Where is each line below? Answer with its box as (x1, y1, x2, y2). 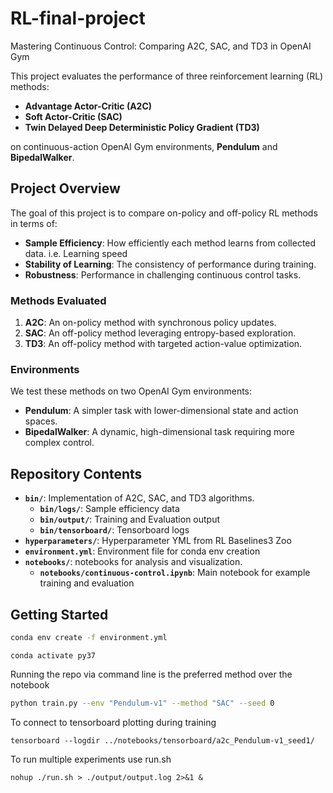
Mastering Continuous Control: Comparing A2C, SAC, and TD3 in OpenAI (10, 40, 312, 52)
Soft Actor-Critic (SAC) (24, 110, 123, 122)
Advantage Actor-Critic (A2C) (24, 100, 153, 112)
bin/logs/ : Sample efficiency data (39, 503, 180, 515)
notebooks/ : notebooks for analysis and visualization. (24, 556, 243, 568)
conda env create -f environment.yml (10, 632, 168, 642)
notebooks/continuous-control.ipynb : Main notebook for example (39, 567, 311, 579)
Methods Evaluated (10, 293, 107, 307)
